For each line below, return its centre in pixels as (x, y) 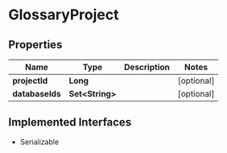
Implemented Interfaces (70, 122)
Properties (35, 45)
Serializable (39, 142)
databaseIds (37, 94)
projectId (30, 81)
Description (147, 67)
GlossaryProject (64, 15)
